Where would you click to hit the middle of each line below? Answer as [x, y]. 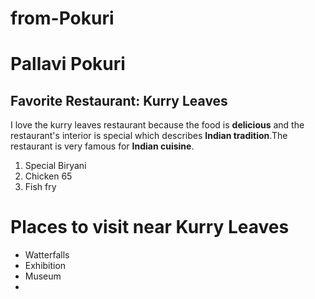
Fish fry [40, 187]
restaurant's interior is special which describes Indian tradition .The [149, 136]
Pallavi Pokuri [68, 64]
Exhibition [45, 266]
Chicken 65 [48, 176]
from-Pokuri [62, 18]
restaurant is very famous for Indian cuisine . [102, 146]
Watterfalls [47, 255]
